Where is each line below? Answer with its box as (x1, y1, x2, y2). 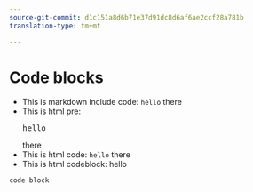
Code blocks (9, 68, 104, 87)
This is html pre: (21, 106, 82, 116)
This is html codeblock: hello (21, 159, 127, 170)
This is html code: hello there (21, 149, 131, 160)
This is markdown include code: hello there (21, 97, 182, 108)
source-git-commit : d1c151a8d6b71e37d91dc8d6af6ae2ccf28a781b (9, 12, 244, 22)
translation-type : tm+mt (9, 21, 101, 30)
